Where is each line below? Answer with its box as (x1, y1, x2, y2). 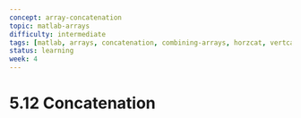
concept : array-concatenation (9, 13, 123, 22)
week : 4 (9, 55, 39, 63)
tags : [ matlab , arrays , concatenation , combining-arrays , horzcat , (9, 38, 267, 47)
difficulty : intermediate (9, 29, 106, 38)
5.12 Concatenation (9, 93, 157, 114)
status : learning (9, 46, 74, 55)
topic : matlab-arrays (9, 21, 90, 30)
